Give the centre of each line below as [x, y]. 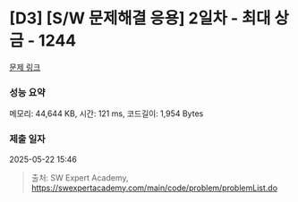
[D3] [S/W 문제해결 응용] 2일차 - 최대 [140, 18]
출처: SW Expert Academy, [80, 177]
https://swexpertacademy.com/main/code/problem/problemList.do [154, 188]
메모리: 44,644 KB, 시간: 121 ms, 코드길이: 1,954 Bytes [106, 114]
